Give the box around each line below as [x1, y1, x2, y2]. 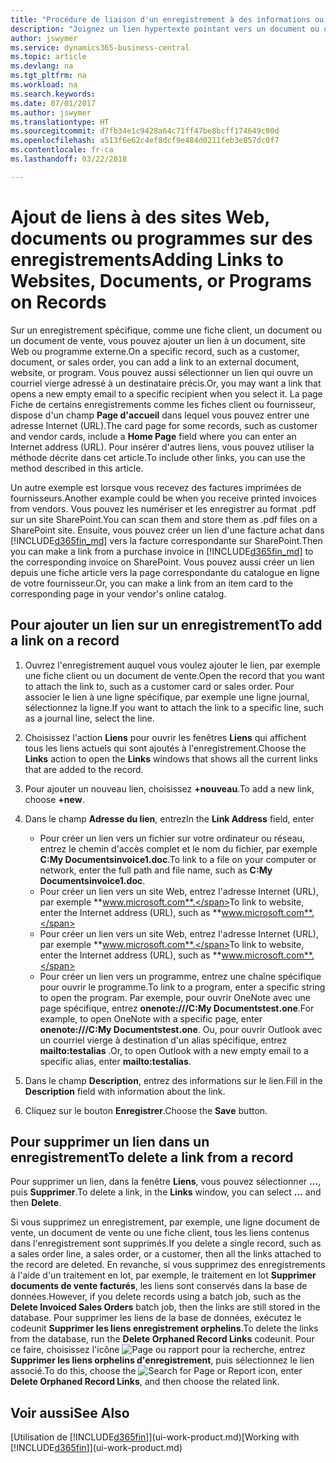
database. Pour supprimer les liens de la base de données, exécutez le [10, 1312, 302, 1324]
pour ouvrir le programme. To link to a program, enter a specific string [39, 981, 326, 993]
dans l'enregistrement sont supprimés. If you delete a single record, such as [10, 1237, 322, 1250]
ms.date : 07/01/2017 [10, 98, 97, 108]
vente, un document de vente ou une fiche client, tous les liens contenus [10, 1227, 310, 1239]
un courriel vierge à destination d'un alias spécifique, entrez [39, 1034, 288, 1046]
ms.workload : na [10, 80, 78, 90]
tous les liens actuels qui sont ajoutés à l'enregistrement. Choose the [24, 742, 307, 754]
